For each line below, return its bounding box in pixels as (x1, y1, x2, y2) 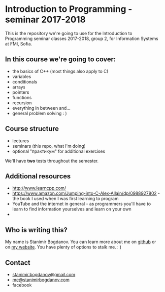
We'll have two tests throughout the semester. (5, 158, 99, 164)
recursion (12, 100, 32, 106)
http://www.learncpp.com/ (12, 185, 66, 191)
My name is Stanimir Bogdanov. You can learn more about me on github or (5, 239, 157, 245)
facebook (12, 282, 32, 288)
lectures (12, 137, 29, 144)
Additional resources (5, 172, 71, 180)
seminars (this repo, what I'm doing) (12, 143, 86, 149)
